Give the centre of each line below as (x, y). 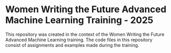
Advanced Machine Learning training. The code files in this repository (79, 40)
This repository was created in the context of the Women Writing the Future (85, 34)
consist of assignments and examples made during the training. (72, 45)
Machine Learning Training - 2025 (79, 20)
